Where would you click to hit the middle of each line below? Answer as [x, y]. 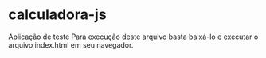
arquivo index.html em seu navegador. [71, 44]
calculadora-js [57, 15]
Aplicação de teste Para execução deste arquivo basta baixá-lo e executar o [133, 37]
